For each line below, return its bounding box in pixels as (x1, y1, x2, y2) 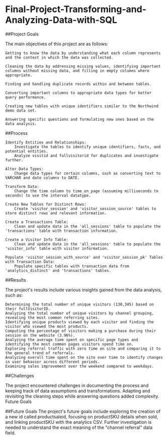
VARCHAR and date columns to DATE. (5, 175, 80, 180)
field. (5, 429, 16, 435)
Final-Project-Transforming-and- (5, 4, 147, 15)
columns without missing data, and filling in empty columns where (5, 68, 150, 73)
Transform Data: (5, 184, 39, 189)
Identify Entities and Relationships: (5, 140, 87, 145)
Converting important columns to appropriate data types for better (5, 90, 152, 95)
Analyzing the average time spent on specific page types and (5, 337, 138, 342)
